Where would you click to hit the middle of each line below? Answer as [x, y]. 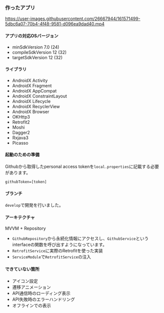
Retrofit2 [21, 122]
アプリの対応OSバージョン [32, 36]
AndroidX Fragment [32, 85]
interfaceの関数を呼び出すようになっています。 [59, 245]
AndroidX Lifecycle [31, 101]
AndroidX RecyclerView [36, 106]
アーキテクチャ [20, 217]
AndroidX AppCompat [35, 91]
